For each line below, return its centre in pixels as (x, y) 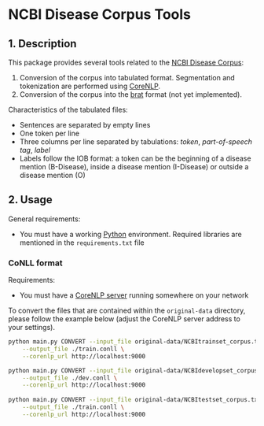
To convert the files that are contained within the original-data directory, (127, 311)
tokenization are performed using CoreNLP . (90, 86)
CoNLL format (35, 263)
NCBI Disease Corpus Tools (99, 15)
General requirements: (44, 219)
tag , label (35, 150)
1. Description (42, 44)
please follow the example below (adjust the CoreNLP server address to (125, 319)
